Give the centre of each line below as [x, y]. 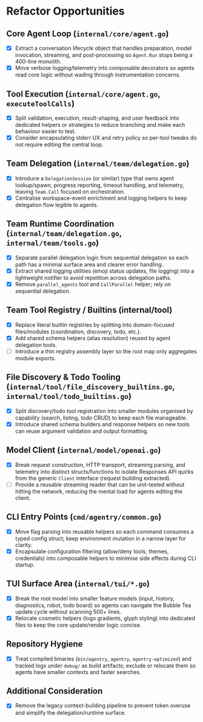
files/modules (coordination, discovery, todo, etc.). [78, 332]
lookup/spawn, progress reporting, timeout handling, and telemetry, [99, 185]
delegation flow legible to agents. [57, 205]
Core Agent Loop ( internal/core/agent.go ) [88, 34]
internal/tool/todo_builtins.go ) [69, 396]
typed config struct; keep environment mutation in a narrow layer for [101, 538]
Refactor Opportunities [66, 11]
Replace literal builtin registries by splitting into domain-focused [95, 325]
